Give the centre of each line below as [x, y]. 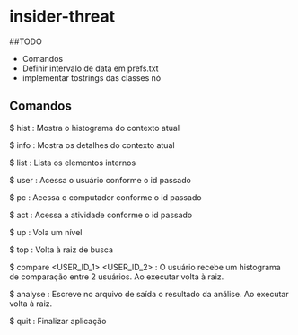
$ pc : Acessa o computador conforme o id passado [105, 197]
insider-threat [62, 17]
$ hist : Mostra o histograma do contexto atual [95, 128]
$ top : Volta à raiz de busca [61, 250]
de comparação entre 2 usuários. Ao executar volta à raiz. [117, 277]
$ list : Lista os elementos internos [73, 163]
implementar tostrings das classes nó [92, 77]
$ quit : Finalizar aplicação [58, 321]
